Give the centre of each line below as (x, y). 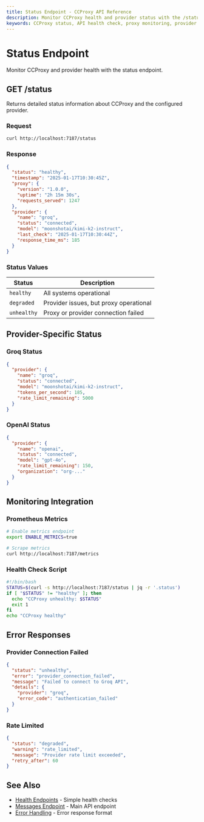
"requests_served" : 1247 (49, 200)
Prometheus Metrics (37, 519)
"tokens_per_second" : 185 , (51, 392)
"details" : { (28, 687)
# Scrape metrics (28, 548)
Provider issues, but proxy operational (97, 303)
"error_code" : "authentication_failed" (68, 699)
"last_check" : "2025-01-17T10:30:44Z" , (68, 235)
